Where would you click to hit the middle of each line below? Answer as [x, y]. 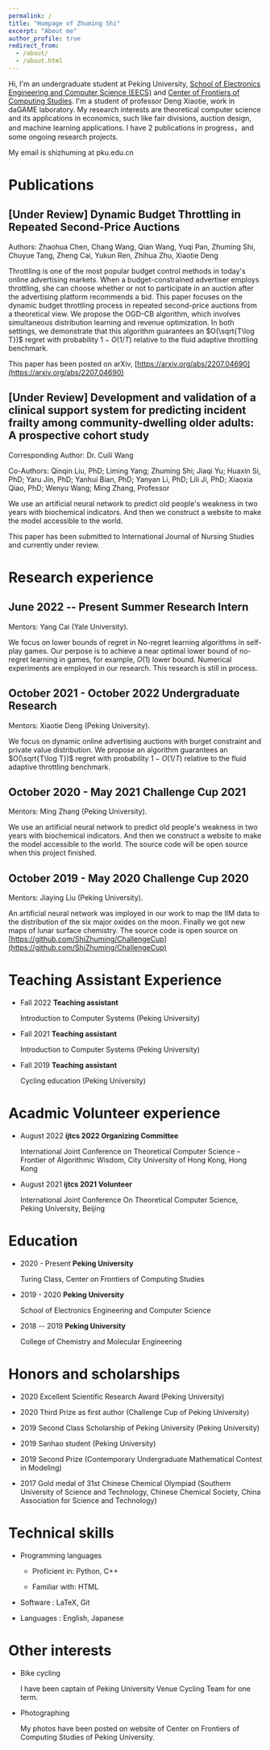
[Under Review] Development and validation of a [132, 398]
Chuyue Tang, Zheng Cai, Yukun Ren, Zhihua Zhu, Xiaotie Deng [114, 255]
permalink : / [30, 16]
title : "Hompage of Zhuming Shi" [64, 23]
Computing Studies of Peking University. [87, 1737]
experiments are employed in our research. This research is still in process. [133, 668]
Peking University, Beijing [62, 1208]
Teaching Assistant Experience [115, 980]
